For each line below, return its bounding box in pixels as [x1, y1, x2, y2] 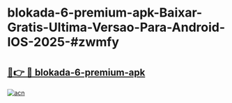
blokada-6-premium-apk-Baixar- [7, 5, 203, 21]
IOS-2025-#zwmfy [7, 35, 120, 50]
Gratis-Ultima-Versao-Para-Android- [7, 19, 226, 35]
